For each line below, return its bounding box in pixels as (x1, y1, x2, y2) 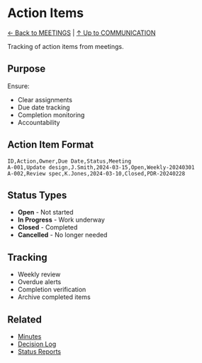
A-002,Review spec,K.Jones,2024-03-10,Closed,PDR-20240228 (7, 170, 186, 177)
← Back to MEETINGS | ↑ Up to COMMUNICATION (7, 28, 156, 37)
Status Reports (17, 347, 62, 356)
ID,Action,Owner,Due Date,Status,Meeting (7, 158, 132, 165)
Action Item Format (7, 139, 94, 151)
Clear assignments (17, 95, 73, 104)
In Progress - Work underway (17, 215, 105, 224)
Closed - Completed (17, 223, 78, 232)
